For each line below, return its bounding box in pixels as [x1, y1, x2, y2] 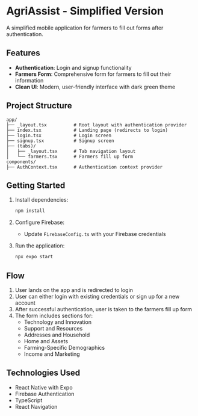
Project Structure [6, 101, 72, 111]
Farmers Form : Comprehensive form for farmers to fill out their [14, 70, 172, 78]
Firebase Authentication [14, 390, 75, 397]
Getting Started [6, 180, 66, 190]
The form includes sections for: [14, 312, 93, 319]
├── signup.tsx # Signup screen [6, 137, 114, 144]
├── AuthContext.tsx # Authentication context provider [6, 164, 163, 170]
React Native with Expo [14, 383, 73, 391]
